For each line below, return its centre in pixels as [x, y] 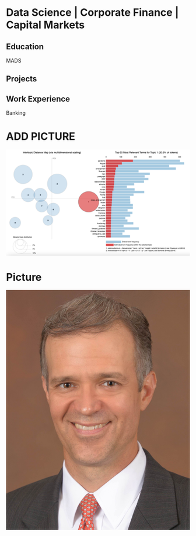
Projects [22, 79]
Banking [16, 113]
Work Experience [38, 99]
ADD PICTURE [41, 137]
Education [25, 47]
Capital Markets [45, 25]
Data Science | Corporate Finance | [92, 13]
